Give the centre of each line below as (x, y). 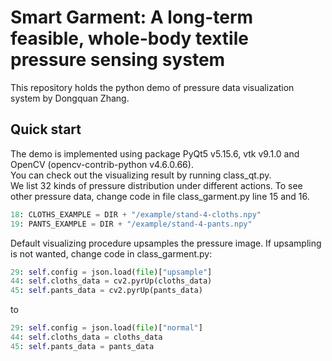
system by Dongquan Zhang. (70, 98)
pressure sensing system (118, 60)
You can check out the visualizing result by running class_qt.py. (141, 175)
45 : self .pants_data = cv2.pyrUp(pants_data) (106, 291)
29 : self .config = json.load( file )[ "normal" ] (106, 328)
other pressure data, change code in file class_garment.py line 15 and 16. (160, 196)
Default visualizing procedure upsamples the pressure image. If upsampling (166, 243)
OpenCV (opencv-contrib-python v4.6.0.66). (102, 164)
